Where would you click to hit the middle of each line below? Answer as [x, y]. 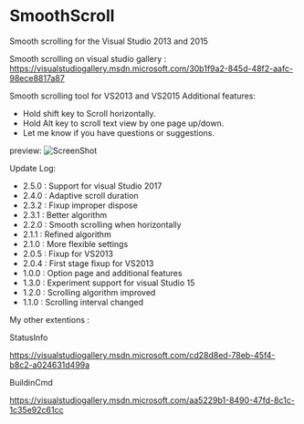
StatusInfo [29, 337]
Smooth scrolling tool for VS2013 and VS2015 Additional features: [132, 96]
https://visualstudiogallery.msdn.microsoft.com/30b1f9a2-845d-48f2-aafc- [152, 68]
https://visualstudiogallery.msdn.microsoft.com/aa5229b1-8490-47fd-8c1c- [152, 400]
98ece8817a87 [37, 78]
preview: [26, 150]
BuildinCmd [31, 382]
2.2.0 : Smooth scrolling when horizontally [102, 224]
